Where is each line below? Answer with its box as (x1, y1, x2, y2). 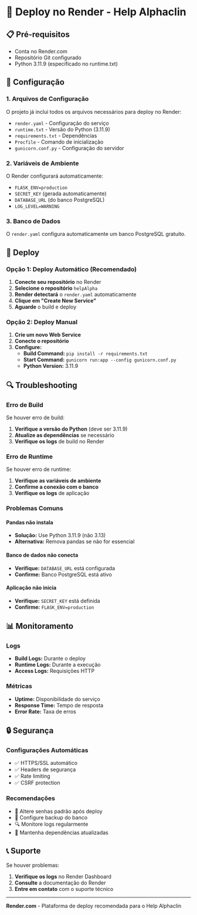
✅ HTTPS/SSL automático (14, 760, 78, 767)
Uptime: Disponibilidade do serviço (14, 695, 101, 703)
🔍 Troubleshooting (6, 380, 77, 390)
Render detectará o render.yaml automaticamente (14, 290, 137, 298)
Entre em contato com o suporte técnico (14, 885, 114, 892)
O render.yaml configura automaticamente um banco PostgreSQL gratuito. (6, 231, 186, 238)
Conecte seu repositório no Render (14, 278, 101, 285)
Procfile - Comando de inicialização (14, 138, 104, 145)
